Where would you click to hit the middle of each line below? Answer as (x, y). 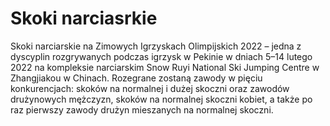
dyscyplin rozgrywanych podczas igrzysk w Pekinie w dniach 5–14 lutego (161, 56)
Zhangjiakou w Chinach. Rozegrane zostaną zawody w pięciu (136, 78)
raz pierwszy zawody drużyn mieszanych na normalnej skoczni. (142, 109)
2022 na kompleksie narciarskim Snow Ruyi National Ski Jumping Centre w (165, 67)
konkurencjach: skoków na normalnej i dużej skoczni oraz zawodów (150, 88)
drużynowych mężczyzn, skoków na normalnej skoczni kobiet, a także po (161, 99)
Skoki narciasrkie (84, 18)
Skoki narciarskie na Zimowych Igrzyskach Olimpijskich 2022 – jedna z (156, 46)
